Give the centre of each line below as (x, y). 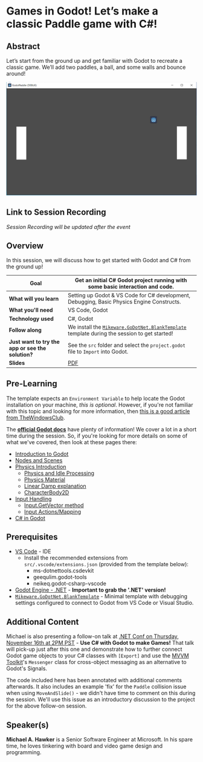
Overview (25, 246)
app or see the (27, 348)
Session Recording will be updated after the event (69, 227)
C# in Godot (30, 518)
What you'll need (31, 310)
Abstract (23, 46)
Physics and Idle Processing (59, 473)
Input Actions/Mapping (53, 511)
